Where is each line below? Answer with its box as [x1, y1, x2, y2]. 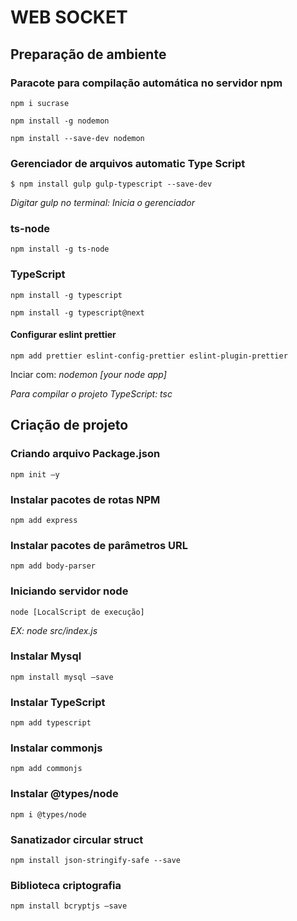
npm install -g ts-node [10, 244, 110, 255]
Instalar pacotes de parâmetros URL [10, 538, 189, 552]
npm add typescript [10, 718, 92, 728]
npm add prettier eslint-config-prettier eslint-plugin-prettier [10, 351, 288, 361]
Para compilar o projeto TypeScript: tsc [10, 387, 173, 400]
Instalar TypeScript [10, 695, 106, 709]
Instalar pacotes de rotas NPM [10, 492, 161, 506]
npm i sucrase [10, 98, 70, 108]
